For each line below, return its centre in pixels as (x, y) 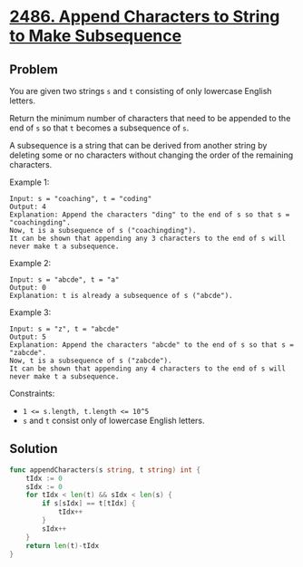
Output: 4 (28, 207)
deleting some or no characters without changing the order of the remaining (151, 155)
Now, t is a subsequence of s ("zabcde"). (91, 360)
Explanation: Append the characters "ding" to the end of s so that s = (150, 215)
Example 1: (29, 182)
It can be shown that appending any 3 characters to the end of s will (147, 238)
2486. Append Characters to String (145, 17)
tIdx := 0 (44, 478)
